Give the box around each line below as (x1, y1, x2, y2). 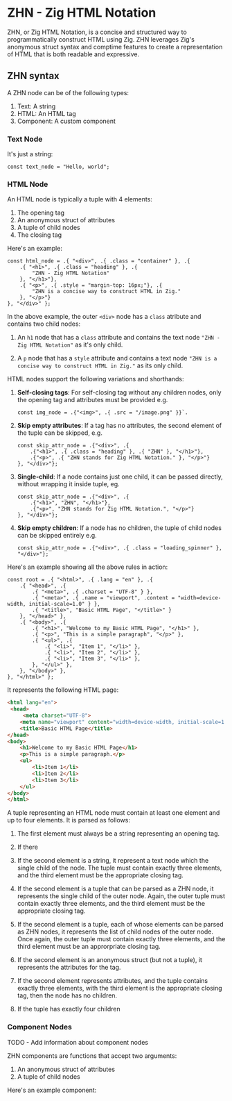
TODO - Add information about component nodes (7, 1038, 149, 1046)
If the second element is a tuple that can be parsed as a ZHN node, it (17, 884, 214, 893)
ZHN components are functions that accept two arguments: (7, 1051, 177, 1060)
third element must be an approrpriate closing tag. (17, 943, 161, 951)
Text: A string (17, 102, 56, 110)
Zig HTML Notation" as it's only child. (17, 340, 123, 349)
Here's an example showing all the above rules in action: (7, 563, 168, 571)
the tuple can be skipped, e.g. (17, 429, 102, 437)
